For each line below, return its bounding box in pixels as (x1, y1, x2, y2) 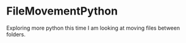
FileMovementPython (6, 4, 118, 18)
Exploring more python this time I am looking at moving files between (6, 24, 180, 31)
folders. (6, 30, 26, 38)
